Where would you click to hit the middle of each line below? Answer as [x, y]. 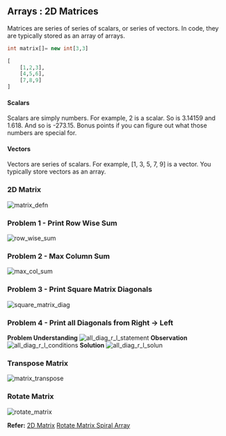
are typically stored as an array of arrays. [66, 36]
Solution [92, 345]
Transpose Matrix [38, 363]
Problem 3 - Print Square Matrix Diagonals [80, 290]
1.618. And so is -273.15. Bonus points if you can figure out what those [107, 125]
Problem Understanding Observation [97, 338]
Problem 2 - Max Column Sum [58, 256]
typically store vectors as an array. [57, 172]
